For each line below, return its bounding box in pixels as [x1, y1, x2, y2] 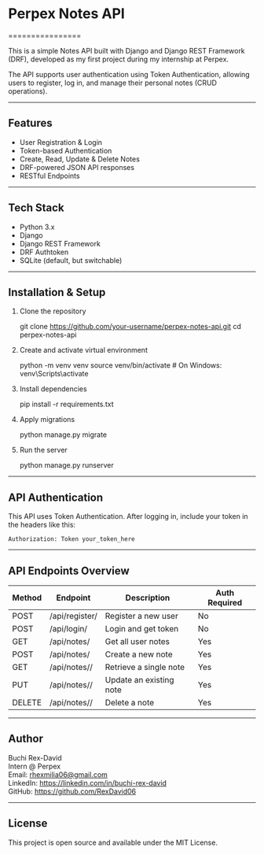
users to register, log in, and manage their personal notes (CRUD [8, 78, 218, 87]
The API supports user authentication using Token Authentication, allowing [8, 69, 250, 79]
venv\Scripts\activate [19, 369, 89, 379]
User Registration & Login [19, 137, 103, 146]
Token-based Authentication [19, 146, 112, 155]
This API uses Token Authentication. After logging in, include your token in [8, 512, 249, 521]
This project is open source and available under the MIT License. [8, 838, 218, 847]
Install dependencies [19, 384, 88, 394]
